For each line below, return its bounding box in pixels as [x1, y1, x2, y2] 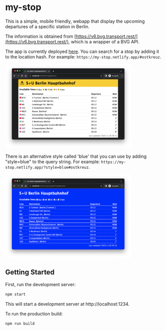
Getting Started [5, 268, 55, 277]
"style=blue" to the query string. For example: [5, 158, 100, 165]
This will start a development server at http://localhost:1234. [5, 301, 130, 307]
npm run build [5, 321, 35, 326]
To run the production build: [5, 310, 63, 316]
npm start [5, 292, 26, 297]
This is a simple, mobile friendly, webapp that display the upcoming [5, 18, 145, 24]
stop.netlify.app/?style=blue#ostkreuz [5, 165, 89, 170]
